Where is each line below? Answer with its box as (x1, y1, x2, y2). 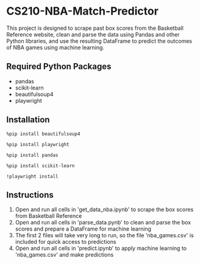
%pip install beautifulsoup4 (6, 131, 80, 137)
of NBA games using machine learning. (6, 44, 105, 51)
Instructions (6, 190, 54, 200)
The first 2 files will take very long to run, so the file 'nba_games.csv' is (15, 232, 194, 239)
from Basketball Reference (15, 212, 82, 220)
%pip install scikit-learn (6, 162, 75, 168)
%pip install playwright (6, 141, 70, 147)
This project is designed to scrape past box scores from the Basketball (6, 24, 184, 32)
